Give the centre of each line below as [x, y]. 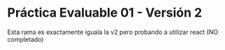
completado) [26, 39]
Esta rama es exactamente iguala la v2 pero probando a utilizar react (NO [113, 32]
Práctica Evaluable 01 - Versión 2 [105, 13]
